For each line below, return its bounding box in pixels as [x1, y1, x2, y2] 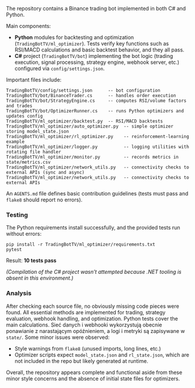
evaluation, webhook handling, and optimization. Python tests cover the [6, 315, 178, 322]
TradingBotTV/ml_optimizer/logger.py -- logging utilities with [6, 144, 190, 150]
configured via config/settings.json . [14, 65, 105, 72]
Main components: [6, 23, 51, 29]
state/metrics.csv [6, 159, 51, 165]
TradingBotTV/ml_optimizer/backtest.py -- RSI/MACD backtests [6, 118, 163, 124]
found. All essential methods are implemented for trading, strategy [6, 308, 166, 315]
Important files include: [6, 76, 62, 83]
